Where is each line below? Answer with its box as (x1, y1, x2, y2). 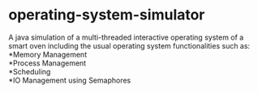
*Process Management (8, 58, 87, 68)
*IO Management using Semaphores (8, 75, 131, 85)
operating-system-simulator (8, 6, 205, 24)
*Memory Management (8, 49, 88, 59)
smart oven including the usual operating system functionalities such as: (8, 40, 250, 50)
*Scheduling (8, 66, 51, 76)
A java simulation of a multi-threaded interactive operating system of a (8, 32, 244, 42)
